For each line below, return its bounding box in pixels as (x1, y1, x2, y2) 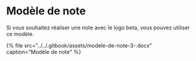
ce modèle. (6, 30, 34, 37)
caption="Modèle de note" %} (6, 48, 81, 55)
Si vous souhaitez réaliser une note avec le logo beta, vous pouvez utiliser (6, 24, 190, 31)
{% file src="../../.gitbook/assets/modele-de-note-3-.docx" (6, 42, 153, 49)
